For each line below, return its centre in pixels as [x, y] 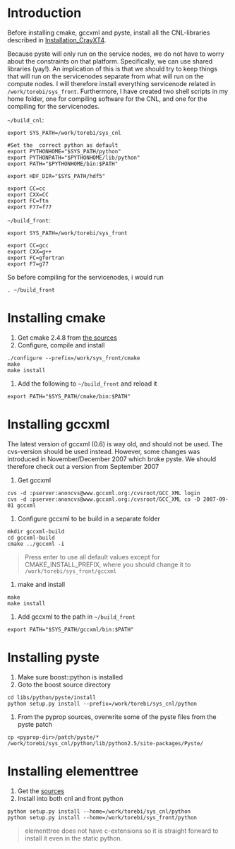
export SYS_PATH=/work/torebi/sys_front [68, 233]
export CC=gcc [28, 245]
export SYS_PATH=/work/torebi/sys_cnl [64, 133]
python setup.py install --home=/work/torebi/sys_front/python [102, 817]
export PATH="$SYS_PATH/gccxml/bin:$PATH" [71, 629]
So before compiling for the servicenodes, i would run [86, 277]
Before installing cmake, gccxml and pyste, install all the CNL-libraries [109, 32]
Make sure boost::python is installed [70, 677]
